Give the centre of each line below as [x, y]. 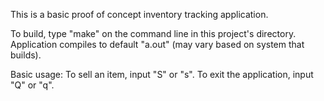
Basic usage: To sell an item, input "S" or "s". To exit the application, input [162, 74]
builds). [26, 55]
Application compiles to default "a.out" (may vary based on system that [157, 44]
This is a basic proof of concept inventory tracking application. [139, 14]
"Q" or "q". [32, 85]
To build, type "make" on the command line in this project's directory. [153, 33]
